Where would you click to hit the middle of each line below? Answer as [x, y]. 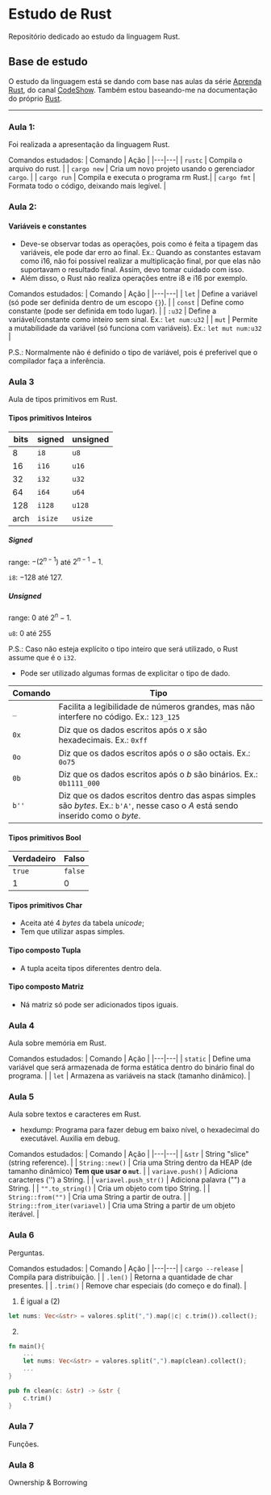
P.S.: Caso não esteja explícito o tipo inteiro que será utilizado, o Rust [123, 649]
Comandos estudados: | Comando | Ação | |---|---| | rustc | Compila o [126, 160]
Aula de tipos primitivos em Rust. [63, 400]
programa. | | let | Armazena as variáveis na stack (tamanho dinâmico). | [129, 1076]
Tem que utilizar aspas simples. [72, 932]
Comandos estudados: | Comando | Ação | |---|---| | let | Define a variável [133, 294]
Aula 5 [21, 1096]
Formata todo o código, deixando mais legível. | [88, 186]
